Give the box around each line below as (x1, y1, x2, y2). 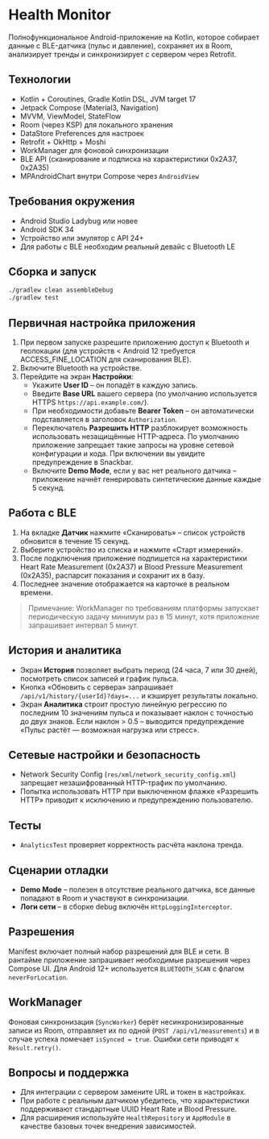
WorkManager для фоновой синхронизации (19, 145, 169, 155)
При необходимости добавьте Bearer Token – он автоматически (31, 405, 255, 416)
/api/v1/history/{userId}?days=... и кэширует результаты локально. (19, 690, 259, 700)
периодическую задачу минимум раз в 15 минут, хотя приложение (27, 611, 260, 621)
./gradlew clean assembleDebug (8, 286, 114, 295)
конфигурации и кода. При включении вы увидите (31, 449, 205, 458)
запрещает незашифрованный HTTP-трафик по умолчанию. (19, 778, 227, 788)
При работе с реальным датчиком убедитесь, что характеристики (19, 1096, 250, 1105)
